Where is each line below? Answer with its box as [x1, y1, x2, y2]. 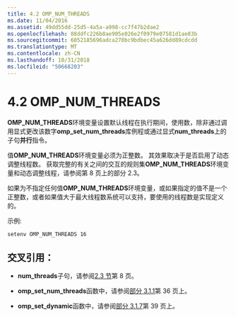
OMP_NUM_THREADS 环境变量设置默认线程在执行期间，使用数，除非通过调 [7, 118, 228, 126]
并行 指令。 [20, 135, 51, 144]
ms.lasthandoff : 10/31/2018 [7, 57, 90, 64]
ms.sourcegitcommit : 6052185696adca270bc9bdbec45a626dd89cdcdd [7, 37, 198, 44]
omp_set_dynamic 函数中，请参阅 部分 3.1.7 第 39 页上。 [17, 302, 179, 311]
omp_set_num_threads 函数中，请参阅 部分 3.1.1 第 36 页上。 [17, 287, 191, 295]
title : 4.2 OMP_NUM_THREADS [7, 10, 90, 18]
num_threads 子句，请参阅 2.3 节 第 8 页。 [17, 272, 138, 280]
